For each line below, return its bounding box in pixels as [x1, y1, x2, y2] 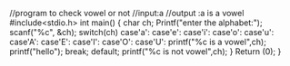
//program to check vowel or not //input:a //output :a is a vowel [9, 8, 245, 18]
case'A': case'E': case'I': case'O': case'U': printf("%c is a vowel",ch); [9, 36, 266, 47]
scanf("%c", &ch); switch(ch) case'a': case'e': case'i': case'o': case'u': [9, 27, 275, 37]
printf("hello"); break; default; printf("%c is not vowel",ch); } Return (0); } [9, 46, 282, 57]
